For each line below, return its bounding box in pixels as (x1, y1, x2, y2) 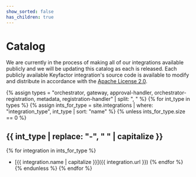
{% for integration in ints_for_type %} (6, 147, 96, 154)
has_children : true (6, 14, 54, 20)
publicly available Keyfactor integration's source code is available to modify (6, 71, 190, 78)
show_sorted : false (6, 8, 54, 15)
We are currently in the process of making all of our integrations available (6, 59, 184, 66)
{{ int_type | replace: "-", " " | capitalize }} (6, 131, 164, 142)
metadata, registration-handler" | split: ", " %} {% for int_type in (36, 96, 190, 103)
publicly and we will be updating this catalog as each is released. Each (6, 65, 177, 73)
